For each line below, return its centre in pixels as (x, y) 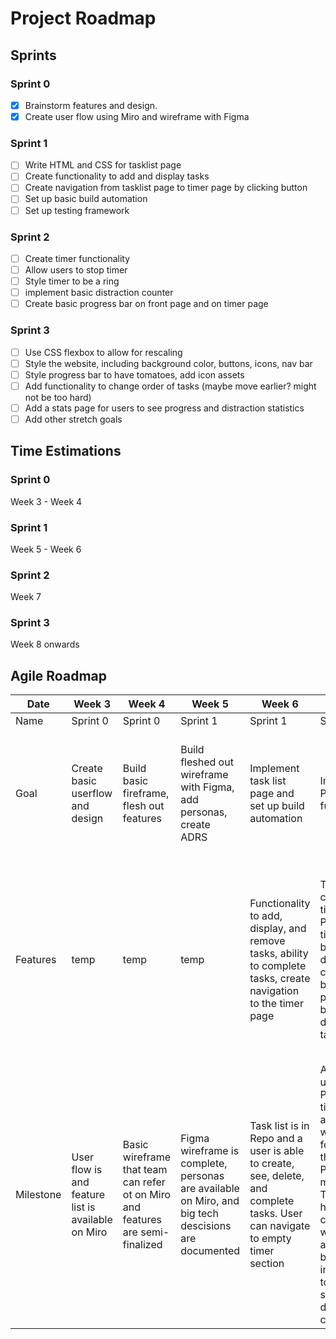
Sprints (33, 55)
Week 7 (26, 597)
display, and (278, 929)
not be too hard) (58, 397)
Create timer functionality (77, 258)
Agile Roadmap (58, 675)
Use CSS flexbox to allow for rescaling (103, 352)
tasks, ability (279, 954)
